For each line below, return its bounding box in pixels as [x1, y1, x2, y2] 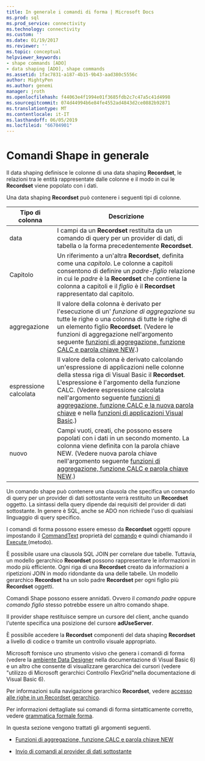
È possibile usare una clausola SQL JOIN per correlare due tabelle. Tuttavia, [6, 550, 196, 558]
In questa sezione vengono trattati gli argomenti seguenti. [6, 724, 151, 732]
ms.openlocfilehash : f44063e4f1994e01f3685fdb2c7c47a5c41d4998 [6, 94, 171, 100]
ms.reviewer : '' [6, 43, 48, 49]
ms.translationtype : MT [6, 105, 67, 112]
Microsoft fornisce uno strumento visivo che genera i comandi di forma [6, 650, 185, 657]
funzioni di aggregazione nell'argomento [57, 330, 173, 339]
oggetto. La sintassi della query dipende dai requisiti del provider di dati [6, 501, 186, 508]
